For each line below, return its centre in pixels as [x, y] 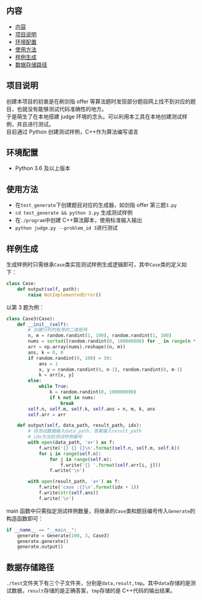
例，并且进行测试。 [30, 124]
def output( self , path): [48, 289]
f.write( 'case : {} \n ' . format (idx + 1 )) [89, 487]
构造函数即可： [25, 518]
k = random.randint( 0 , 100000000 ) [93, 392]
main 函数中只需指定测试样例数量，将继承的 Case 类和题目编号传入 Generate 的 [101, 511]
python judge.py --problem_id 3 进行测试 [66, 228]
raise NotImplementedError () [65, 295]
